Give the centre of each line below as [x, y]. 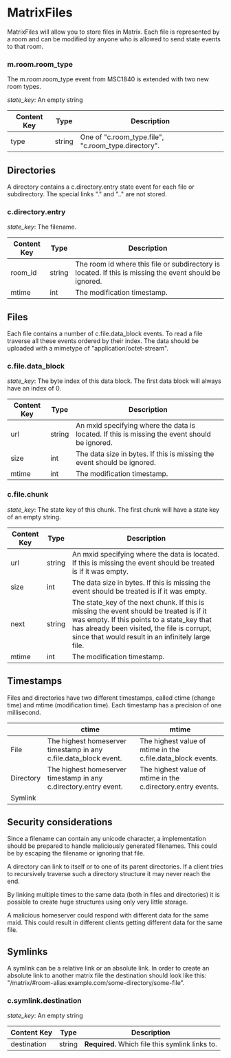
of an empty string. [34, 517]
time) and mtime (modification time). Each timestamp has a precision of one [114, 705]
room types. [24, 87]
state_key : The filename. [42, 227]
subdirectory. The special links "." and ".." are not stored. [87, 194]
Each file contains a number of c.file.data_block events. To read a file [105, 334]
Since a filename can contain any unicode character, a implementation [107, 839]
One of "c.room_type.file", [122, 137]
